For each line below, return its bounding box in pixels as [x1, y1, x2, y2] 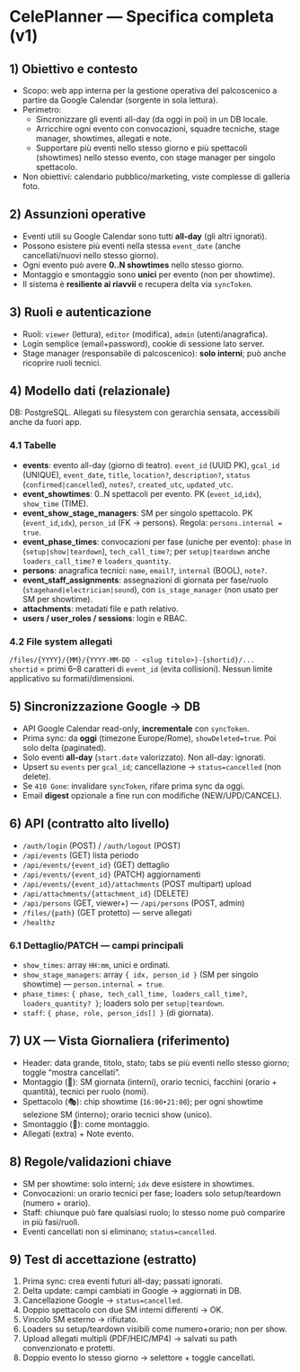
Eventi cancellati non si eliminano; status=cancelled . [22, 1226, 217, 1237]
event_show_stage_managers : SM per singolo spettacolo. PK [22, 507, 253, 519]
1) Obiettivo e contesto [9, 61, 138, 77]
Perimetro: [22, 104, 62, 114]
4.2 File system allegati [9, 635, 113, 647]
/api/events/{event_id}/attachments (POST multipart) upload [22, 878, 251, 889]
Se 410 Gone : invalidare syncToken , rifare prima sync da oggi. [22, 781, 245, 791]
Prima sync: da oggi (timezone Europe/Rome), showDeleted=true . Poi [22, 732, 277, 744]
